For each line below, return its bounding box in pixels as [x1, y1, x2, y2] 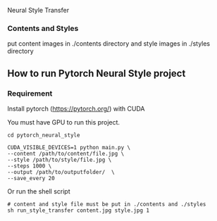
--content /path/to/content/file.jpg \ [7, 150, 125, 157]
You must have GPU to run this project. [7, 118, 120, 126]
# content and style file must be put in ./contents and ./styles [7, 201, 206, 208]
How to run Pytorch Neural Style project [7, 67, 186, 80]
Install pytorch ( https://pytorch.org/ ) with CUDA [7, 104, 145, 113]
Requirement [7, 88, 53, 98]
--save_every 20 [7, 175, 55, 182]
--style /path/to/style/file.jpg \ [7, 156, 112, 163]
